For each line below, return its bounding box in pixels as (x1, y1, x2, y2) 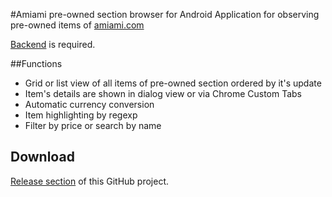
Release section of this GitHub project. (10, 175, 170, 187)
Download (10, 149, 75, 166)
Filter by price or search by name (24, 120, 162, 131)
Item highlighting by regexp (24, 109, 138, 121)
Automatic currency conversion (24, 99, 155, 110)
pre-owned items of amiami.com (10, 19, 145, 31)
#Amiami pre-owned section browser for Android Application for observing (10, 9, 320, 20)
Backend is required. (10, 39, 96, 50)
